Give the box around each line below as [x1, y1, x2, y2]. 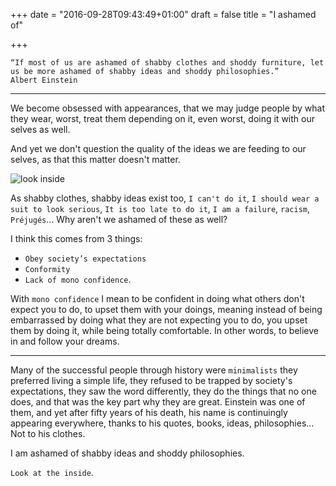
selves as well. [10, 124, 71, 135]
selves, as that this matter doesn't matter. [10, 154, 181, 165]
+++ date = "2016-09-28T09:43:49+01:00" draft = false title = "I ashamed [10, 9, 317, 20]
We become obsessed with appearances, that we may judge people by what [10, 102, 326, 114]
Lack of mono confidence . [24, 274, 132, 285]
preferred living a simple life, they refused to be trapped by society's [10, 375, 293, 386]
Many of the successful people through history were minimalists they [10, 364, 298, 376]
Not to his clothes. [10, 428, 86, 439]
